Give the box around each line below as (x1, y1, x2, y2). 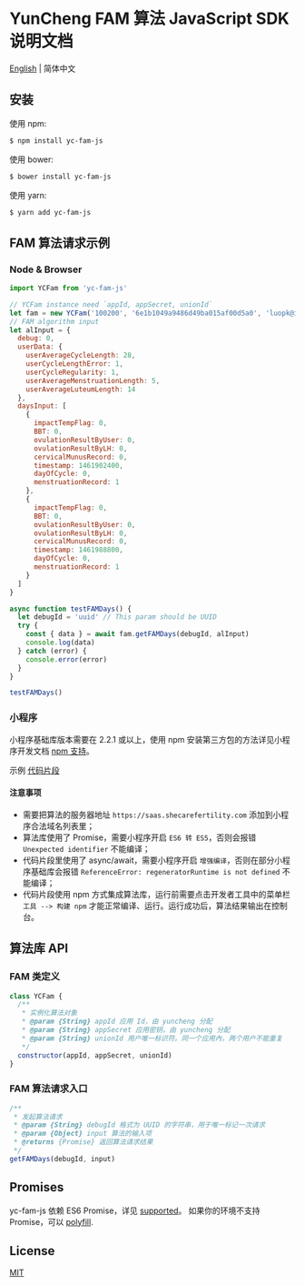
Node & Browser (9, 263, 83, 276)
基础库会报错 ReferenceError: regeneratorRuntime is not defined (30, 866, 280, 876)
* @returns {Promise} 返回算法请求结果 (13, 1138, 153, 1147)
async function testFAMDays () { (9, 604, 132, 613)
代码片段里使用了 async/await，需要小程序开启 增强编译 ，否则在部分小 (22, 855, 283, 866)
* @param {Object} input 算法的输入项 (13, 1129, 152, 1139)
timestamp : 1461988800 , (33, 545, 124, 555)
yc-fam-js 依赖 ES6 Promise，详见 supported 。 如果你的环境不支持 (9, 1205, 261, 1216)
